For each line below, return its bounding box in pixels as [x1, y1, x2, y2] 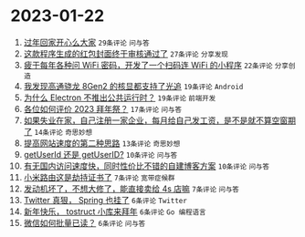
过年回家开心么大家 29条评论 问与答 [23, 36, 150, 47]
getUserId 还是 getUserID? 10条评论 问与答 [23, 149, 178, 160]
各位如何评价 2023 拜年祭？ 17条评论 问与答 [23, 103, 182, 114]
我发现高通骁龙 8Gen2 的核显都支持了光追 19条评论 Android [23, 80, 244, 91]
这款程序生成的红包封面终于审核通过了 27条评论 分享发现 [23, 47, 229, 59]
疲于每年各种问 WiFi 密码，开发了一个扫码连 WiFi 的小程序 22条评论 [23, 59, 273, 70]
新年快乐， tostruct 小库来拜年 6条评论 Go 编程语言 [23, 206, 206, 217]
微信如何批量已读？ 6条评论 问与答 [23, 217, 146, 228]
